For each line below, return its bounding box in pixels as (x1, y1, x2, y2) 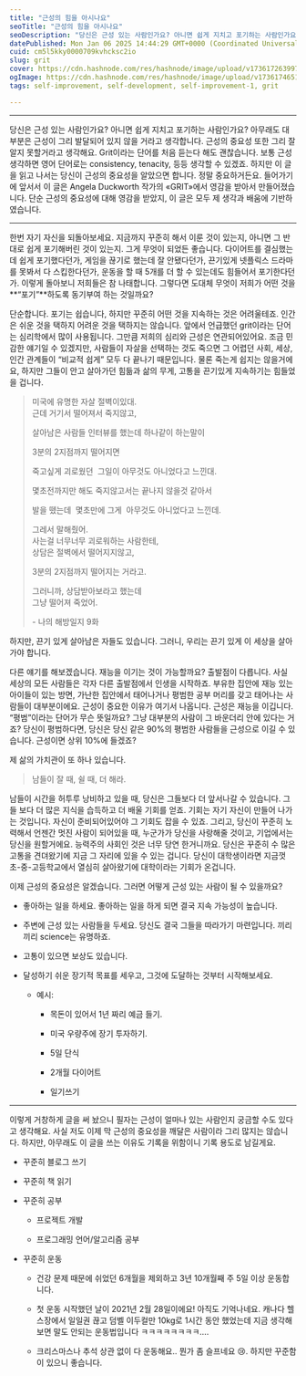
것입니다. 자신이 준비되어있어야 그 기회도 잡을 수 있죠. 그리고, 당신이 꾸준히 (18, 816, 284, 827)
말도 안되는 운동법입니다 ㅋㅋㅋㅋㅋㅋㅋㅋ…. (53, 1326, 209, 1337)
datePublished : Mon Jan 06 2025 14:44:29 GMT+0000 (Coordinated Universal (9, 38, 300, 48)
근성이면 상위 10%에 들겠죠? (36, 735, 137, 745)
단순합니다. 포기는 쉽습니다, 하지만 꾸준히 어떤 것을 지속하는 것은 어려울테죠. (9, 308, 280, 319)
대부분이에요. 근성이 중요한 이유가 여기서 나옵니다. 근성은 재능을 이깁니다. (33, 700, 294, 712)
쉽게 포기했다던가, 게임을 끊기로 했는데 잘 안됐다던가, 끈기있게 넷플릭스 (18, 255, 270, 266)
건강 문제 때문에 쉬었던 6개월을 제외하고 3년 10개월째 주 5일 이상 (36, 1272, 266, 1283)
